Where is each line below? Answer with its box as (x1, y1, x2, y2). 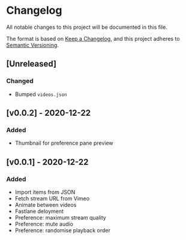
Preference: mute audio (14, 220, 74, 227)
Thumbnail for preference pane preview (14, 139, 113, 147)
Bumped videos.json (14, 91, 67, 98)
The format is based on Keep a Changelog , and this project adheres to (6, 35, 180, 42)
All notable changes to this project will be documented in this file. (6, 23, 168, 31)
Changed (6, 77, 34, 85)
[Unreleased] (6, 59, 57, 69)
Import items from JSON (14, 188, 76, 196)
